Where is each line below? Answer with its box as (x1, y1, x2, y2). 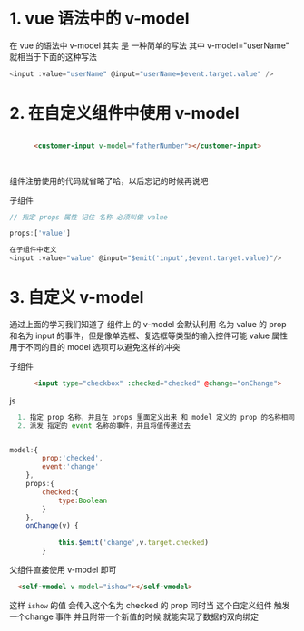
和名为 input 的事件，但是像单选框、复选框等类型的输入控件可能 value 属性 (9, 330, 289, 341)
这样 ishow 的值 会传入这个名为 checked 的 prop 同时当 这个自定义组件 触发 (9, 599, 290, 610)
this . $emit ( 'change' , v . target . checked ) (57, 539, 209, 548)
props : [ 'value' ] (9, 228, 71, 238)
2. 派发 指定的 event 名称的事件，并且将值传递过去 (17, 421, 191, 431)
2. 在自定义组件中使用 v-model (9, 103, 240, 123)
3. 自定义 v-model (9, 287, 144, 308)
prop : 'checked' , (42, 454, 103, 463)
